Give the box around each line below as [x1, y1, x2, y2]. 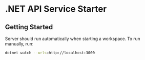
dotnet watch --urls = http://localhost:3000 [5, 50, 95, 55]
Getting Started [5, 23, 53, 31]
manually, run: [5, 41, 34, 47]
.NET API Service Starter [5, 3, 107, 15]
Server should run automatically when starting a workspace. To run [5, 36, 141, 41]
